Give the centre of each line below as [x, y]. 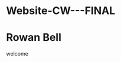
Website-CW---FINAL [61, 11]
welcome [17, 54]
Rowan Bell [34, 38]
